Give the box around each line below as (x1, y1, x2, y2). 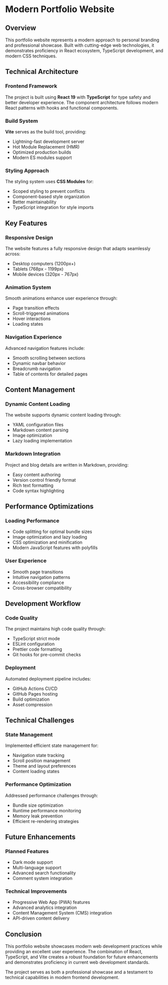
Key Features (5, 219, 48, 228)
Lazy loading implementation (12, 438, 73, 444)
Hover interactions (12, 316, 51, 322)
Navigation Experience (5, 334, 62, 341)
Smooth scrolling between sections (12, 355, 86, 361)
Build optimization (12, 696, 50, 702)
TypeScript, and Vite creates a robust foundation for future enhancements (5, 954, 158, 960)
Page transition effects (12, 305, 60, 311)
